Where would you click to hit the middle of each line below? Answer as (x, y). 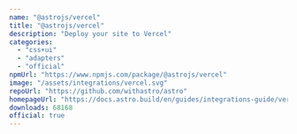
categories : (31, 42)
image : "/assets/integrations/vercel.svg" (88, 83)
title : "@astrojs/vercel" (57, 26)
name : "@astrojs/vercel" (55, 17)
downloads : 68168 (41, 108)
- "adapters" (41, 58)
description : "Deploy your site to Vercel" (91, 33)
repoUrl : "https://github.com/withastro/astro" (99, 91)
